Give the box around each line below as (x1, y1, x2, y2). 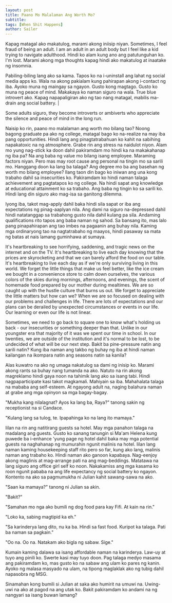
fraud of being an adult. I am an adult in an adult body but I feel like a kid (5, 46, 159, 52)
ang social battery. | (17, 100, 60, 106)
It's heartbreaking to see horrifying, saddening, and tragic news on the (5, 244, 155, 250)
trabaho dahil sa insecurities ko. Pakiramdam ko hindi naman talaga (5, 174, 148, 181)
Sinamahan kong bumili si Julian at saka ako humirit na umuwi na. (5, 581, 144, 587)
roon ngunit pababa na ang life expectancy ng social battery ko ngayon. (5, 469, 158, 475)
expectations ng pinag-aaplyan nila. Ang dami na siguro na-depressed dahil (5, 206, 166, 212)
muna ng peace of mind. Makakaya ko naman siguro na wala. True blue (5, 89, 157, 95)
